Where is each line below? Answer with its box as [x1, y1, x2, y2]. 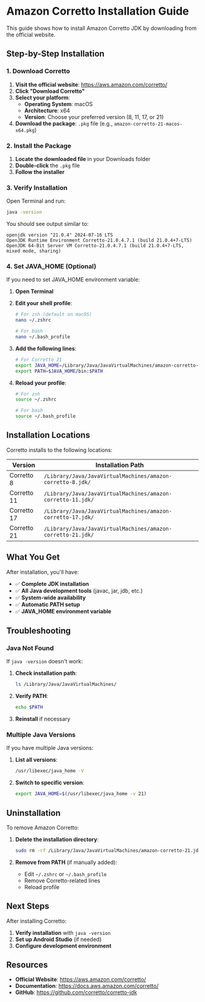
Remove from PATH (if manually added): [15, 859, 118, 866]
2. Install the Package [6, 142, 71, 150]
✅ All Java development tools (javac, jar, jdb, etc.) [15, 587, 143, 594]
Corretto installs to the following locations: [6, 446, 113, 453]
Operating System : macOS [24, 100, 93, 107]
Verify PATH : [15, 693, 49, 700]
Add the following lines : [15, 345, 77, 352]
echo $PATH [15, 704, 43, 710]
